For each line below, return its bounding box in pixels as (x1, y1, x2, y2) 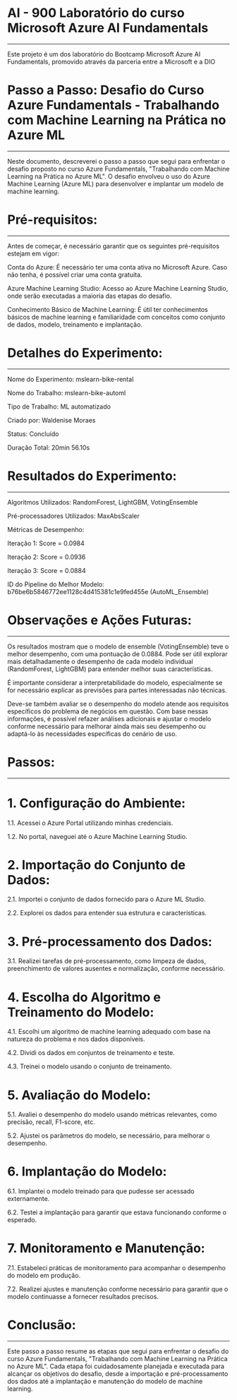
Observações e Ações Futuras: (7, 612, 192, 628)
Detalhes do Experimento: (7, 345, 163, 361)
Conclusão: (7, 1317, 76, 1333)
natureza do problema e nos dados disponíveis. (7, 1035, 145, 1044)
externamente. (7, 1195, 50, 1203)
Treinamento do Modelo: (7, 1004, 154, 1020)
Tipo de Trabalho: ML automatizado (7, 402, 111, 411)
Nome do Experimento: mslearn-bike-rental (7, 375, 134, 383)
